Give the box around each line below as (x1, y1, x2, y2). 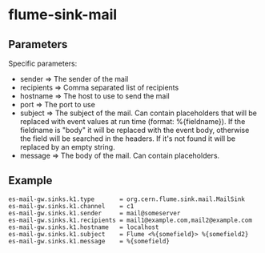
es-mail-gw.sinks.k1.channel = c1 (8, 202, 135, 210)
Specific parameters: (8, 58, 78, 68)
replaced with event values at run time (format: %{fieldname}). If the (19, 117, 246, 126)
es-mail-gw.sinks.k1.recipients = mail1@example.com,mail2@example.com (8, 216, 252, 224)
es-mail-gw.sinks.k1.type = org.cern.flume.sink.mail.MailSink (8, 195, 246, 203)
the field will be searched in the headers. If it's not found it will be (19, 134, 236, 143)
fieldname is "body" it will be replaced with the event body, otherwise (19, 126, 250, 135)
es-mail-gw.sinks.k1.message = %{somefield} (8, 237, 171, 245)
